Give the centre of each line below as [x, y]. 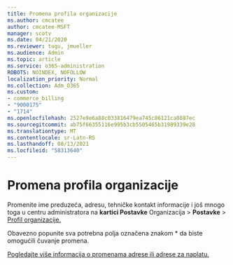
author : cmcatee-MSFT [39, 27]
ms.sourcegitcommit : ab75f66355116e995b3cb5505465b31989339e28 [101, 124]
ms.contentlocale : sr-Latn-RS [51, 137]
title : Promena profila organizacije [62, 14]
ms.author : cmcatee [36, 20]
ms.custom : [23, 92]
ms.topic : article [34, 60]
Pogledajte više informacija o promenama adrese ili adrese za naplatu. [108, 254]
